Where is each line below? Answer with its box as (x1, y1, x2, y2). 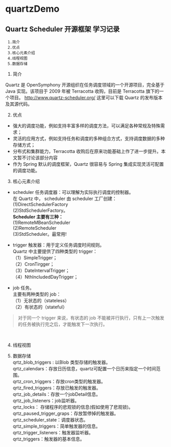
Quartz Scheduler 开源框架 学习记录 (5, 25, 120, 33)
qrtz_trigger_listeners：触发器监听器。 (12, 430, 93, 435)
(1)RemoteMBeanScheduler (12, 219, 70, 226)
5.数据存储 (7, 61, 28, 66)
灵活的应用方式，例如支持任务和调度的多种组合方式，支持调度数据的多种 (12, 136, 165, 141)
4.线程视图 (7, 56, 28, 61)
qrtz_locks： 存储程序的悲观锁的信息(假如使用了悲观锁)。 (12, 404, 134, 410)
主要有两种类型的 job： (12, 291, 61, 297)
